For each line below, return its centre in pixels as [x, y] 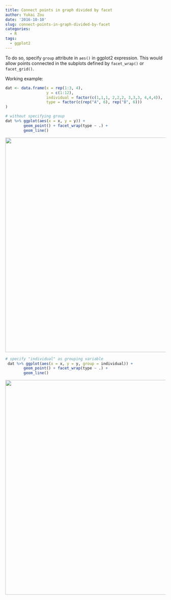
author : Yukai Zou [25, 15]
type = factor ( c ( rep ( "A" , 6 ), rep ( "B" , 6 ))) [94, 102]
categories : [18, 29]
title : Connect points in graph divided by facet [59, 10]
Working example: [24, 78]
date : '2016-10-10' [26, 19]
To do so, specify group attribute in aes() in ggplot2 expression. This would [84, 58]
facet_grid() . [20, 68]
